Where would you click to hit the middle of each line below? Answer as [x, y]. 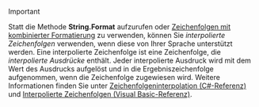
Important [24, 11]
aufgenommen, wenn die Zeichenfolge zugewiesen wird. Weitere [114, 77]
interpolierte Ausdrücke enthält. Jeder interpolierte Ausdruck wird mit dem [130, 60]
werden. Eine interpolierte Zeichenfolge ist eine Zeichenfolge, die [115, 52]
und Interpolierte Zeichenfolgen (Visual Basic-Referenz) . [100, 94]
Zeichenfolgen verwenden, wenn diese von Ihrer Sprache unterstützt [120, 44]
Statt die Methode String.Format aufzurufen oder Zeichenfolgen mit [120, 27]
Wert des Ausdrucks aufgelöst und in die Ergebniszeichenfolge [111, 69]
